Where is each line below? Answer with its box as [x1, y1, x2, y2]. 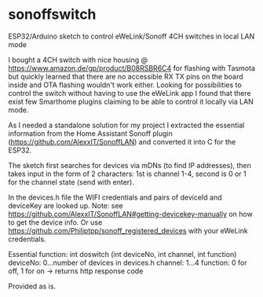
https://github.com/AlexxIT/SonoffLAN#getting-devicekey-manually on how [8, 209, 253, 218]
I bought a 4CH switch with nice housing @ [8, 55, 148, 64]
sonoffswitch [8, 5, 97, 24]
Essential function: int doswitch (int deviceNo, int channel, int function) [8, 249, 237, 258]
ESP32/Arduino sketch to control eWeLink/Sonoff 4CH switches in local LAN [8, 31, 255, 41]
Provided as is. [8, 281, 57, 291]
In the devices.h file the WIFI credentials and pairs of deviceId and [8, 192, 222, 202]
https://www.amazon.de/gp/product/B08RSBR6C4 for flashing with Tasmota [8, 63, 256, 72]
